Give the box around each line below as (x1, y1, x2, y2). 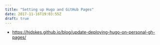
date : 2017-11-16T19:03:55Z (5, 12, 62, 16)
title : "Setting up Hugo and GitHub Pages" (5, 7, 94, 12)
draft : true (5, 16, 29, 21)
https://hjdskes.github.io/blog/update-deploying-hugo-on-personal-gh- (12, 30, 156, 35)
